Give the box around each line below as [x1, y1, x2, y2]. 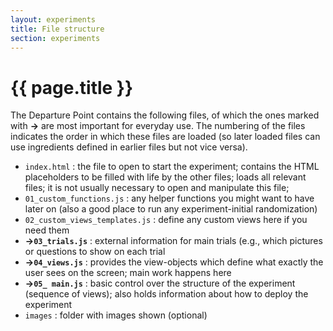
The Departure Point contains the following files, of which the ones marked [10, 109, 320, 121]
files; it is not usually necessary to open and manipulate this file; [24, 182, 290, 194]
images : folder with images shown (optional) [24, 309, 208, 321]
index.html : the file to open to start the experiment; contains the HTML [24, 161, 320, 173]
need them [24, 224, 70, 236]
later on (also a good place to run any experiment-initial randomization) [24, 203, 318, 215]
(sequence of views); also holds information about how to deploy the [24, 288, 309, 300]
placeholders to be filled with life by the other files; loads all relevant [24, 171, 307, 183]
